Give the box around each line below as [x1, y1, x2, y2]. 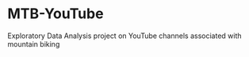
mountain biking [7, 39, 60, 48]
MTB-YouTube [7, 5, 104, 23]
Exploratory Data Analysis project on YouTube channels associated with [7, 31, 243, 40]
